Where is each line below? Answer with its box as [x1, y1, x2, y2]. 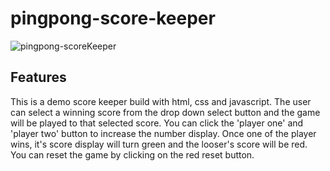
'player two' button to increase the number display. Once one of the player [10, 127, 317, 139]
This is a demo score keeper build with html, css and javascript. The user [10, 95, 312, 107]
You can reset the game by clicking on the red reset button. [10, 148, 255, 161]
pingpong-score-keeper [10, 7, 216, 30]
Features [10, 69, 67, 86]
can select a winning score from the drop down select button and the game [10, 106, 321, 118]
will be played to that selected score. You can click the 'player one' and [10, 117, 304, 129]
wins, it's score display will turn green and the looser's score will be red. [10, 138, 308, 150]
